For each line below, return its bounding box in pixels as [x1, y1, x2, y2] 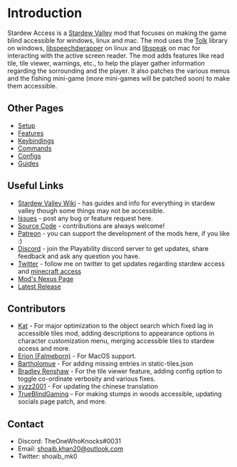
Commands [17, 144, 52, 153]
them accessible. [7, 81, 58, 90]
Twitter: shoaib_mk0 [17, 452, 78, 461]
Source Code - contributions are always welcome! [17, 221, 165, 230]
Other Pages [7, 102, 64, 115]
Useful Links [7, 180, 64, 192]
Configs [17, 151, 41, 160]
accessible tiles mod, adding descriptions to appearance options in [17, 329, 215, 338]
